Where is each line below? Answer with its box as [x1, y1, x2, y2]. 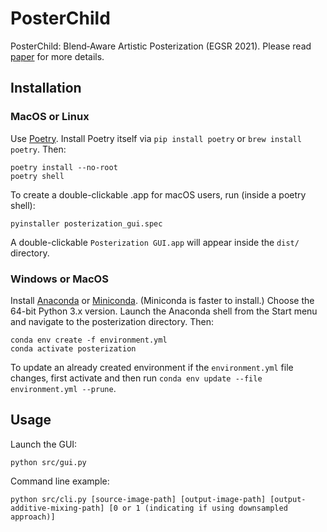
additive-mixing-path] [10, 503, 105, 513]
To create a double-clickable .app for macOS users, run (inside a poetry [10, 188, 307, 201]
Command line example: [10, 475, 110, 487]
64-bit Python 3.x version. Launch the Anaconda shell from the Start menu [10, 305, 318, 317]
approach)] [10, 512, 56, 522]
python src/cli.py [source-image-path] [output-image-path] [10, 494, 267, 504]
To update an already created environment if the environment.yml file [10, 361, 294, 373]
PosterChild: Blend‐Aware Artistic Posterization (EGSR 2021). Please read [10, 40, 312, 52]
